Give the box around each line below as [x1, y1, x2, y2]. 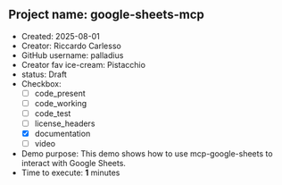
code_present [34, 88, 86, 98]
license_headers [34, 118, 95, 129]
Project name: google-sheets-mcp [8, 7, 204, 22]
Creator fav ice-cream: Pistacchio [21, 59, 146, 70]
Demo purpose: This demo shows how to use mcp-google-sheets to [21, 148, 273, 159]
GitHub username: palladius [21, 49, 124, 61]
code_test [34, 107, 71, 119]
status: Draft [21, 69, 68, 80]
